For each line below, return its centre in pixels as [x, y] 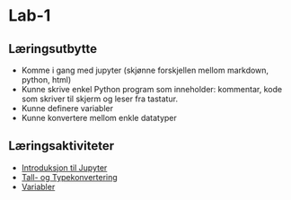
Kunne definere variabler [67, 108]
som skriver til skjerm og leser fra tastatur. [100, 99]
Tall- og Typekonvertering [69, 177]
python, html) [46, 80]
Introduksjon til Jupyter [64, 168]
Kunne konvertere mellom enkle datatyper [99, 118]
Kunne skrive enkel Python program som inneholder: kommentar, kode [152, 89]
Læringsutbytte [53, 49]
